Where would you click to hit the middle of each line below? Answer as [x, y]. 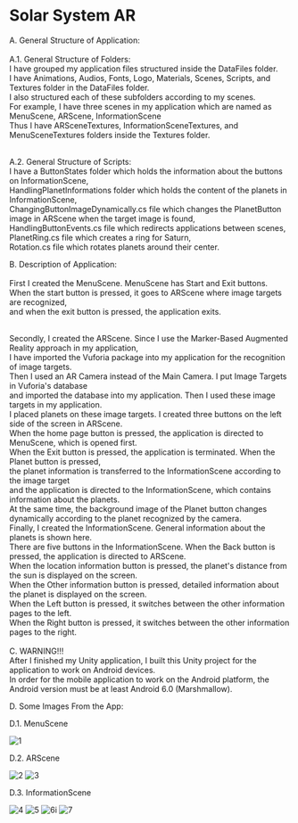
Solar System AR [73, 16]
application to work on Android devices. [83, 670]
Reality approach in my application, [74, 348]
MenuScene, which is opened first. [73, 442]
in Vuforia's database [48, 385]
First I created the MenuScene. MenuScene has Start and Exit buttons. [139, 283]
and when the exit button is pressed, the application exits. [115, 311]
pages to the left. [41, 613]
